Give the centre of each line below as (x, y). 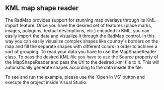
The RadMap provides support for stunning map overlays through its (75, 20)
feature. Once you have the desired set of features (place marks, (86, 25)
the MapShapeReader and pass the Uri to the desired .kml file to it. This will (82, 62)
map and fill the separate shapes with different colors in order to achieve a (81, 46)
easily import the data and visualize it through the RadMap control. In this (80, 36)
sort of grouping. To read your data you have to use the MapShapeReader (81, 51)
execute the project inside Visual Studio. (46, 82)
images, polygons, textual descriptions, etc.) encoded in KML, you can (77, 30)
